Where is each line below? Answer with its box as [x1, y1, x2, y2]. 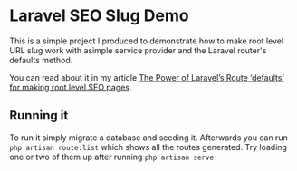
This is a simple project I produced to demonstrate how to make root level [9, 35, 283, 46]
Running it [9, 108, 69, 123]
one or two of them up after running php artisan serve [9, 151, 215, 162]
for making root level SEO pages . [9, 81, 132, 92]
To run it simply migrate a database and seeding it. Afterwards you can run [9, 132, 288, 143]
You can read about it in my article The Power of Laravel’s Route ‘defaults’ [9, 71, 285, 82]
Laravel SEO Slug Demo [9, 5, 189, 26]
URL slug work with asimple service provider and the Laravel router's [9, 44, 267, 55]
